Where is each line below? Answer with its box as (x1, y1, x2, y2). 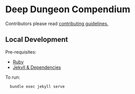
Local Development (5, 35, 68, 44)
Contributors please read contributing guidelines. (5, 20, 109, 27)
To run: (5, 74, 20, 80)
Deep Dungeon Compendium (5, 4, 130, 15)
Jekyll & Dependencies (12, 64, 61, 70)
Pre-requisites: (5, 49, 37, 55)
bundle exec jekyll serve (10, 84, 65, 89)
